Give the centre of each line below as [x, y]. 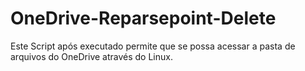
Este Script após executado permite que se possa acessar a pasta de [153, 46]
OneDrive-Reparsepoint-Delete [143, 18]
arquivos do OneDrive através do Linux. [91, 56]
